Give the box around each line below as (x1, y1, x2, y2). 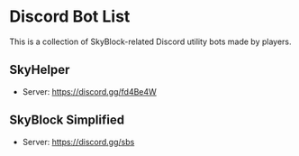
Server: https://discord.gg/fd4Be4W (22, 86, 158, 96)
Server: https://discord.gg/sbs (22, 136, 135, 147)
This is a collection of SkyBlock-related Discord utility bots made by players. (9, 36, 292, 47)
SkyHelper (9, 62, 70, 78)
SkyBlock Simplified (9, 113, 124, 128)
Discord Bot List (9, 6, 131, 27)
